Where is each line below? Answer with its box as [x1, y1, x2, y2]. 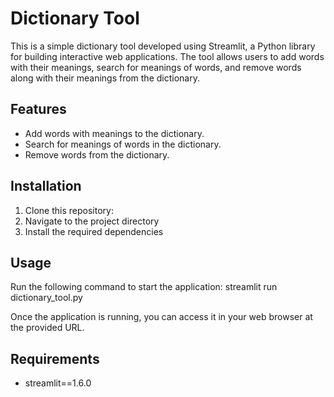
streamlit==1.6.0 [24, 377, 92, 389]
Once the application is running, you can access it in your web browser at [10, 311, 313, 323]
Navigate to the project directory [24, 215, 160, 227]
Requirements [10, 350, 100, 367]
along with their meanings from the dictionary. [10, 72, 200, 84]
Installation [10, 178, 82, 195]
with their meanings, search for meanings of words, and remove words [10, 61, 302, 73]
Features [10, 101, 67, 118]
